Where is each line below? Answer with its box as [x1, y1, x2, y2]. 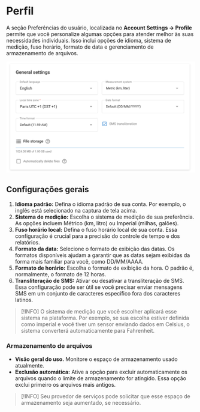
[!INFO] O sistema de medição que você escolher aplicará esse [20, 307, 177, 315]
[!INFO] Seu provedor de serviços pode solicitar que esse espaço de [20, 392, 190, 400]
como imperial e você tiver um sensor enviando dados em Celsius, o [20, 320, 190, 328]
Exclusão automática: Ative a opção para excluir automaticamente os [14, 368, 187, 375]
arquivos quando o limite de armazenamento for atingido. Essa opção [14, 374, 187, 382]
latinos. [14, 296, 34, 303]
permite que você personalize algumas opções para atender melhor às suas [6, 30, 194, 37]
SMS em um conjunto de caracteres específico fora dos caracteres [14, 289, 181, 297]
